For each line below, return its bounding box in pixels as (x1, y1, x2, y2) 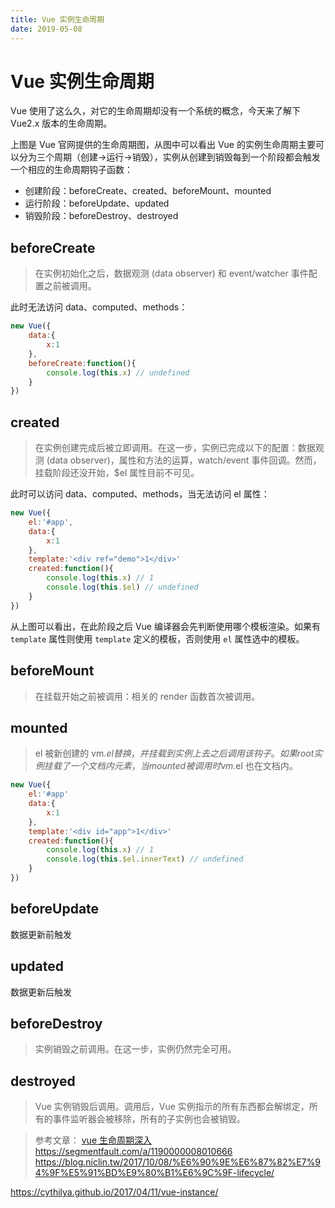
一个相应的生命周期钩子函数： (10, 164, 133, 176)
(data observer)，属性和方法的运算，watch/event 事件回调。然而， (46, 454, 322, 466)
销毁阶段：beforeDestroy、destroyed (24, 210, 179, 222)
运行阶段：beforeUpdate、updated (24, 197, 170, 210)
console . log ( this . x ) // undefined (46, 367, 190, 378)
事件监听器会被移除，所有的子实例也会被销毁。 (52, 1113, 246, 1125)
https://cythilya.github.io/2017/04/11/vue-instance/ (10, 1186, 219, 1198)
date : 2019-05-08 (10, 24, 83, 34)
